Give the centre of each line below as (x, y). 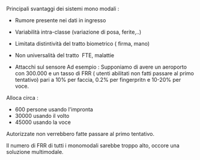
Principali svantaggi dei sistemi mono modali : (63, 9)
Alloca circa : (23, 98)
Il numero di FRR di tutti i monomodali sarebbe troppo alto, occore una (93, 146)
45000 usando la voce (43, 122)
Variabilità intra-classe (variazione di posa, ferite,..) (78, 32)
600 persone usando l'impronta (54, 109)
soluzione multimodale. (35, 152)
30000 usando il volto (42, 116)
